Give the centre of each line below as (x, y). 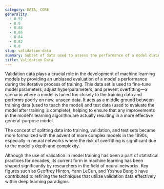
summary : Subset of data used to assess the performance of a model (76, 55)
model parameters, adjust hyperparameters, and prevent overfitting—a (76, 89)
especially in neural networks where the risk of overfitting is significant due (81, 141)
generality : (17, 14)
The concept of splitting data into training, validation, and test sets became (80, 130)
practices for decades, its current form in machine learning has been (74, 161)
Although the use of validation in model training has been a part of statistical (82, 156)
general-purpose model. (30, 121)
